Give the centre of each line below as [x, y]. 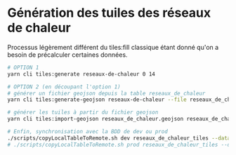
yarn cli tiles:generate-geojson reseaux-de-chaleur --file [97, 100]
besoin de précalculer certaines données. [67, 55]
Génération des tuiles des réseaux [109, 13]
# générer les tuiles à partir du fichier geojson [83, 113]
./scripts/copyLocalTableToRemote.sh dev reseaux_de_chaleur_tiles [108, 138]
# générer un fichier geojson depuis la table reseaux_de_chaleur [106, 93]
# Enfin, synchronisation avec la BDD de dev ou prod [88, 132]
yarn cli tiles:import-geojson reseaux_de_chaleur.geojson [96, 119]
